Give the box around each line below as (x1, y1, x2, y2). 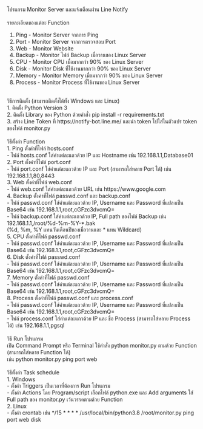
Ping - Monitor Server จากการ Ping (15, 31, 99, 38)
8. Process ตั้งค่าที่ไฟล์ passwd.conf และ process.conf (7, 295, 134, 301)
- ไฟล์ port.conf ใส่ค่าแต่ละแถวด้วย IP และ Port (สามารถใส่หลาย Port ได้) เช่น (7, 165, 171, 173)
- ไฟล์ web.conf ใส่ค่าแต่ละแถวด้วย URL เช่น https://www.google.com (7, 185, 166, 193)
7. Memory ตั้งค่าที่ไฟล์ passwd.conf (7, 274, 90, 281)
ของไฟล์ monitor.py (7, 125, 51, 132)
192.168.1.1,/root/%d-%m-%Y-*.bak (7, 219, 96, 227)
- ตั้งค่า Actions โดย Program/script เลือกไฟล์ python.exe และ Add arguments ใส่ (7, 389, 193, 396)
